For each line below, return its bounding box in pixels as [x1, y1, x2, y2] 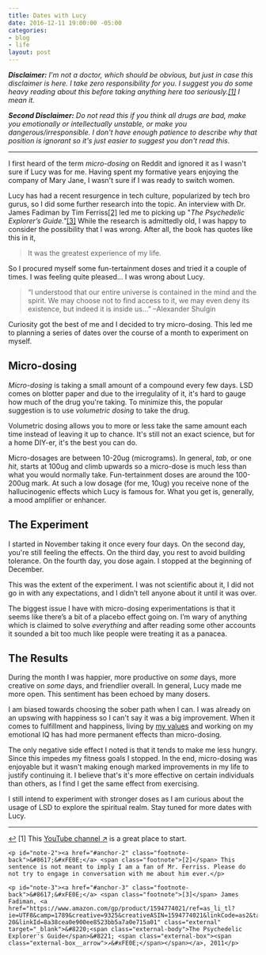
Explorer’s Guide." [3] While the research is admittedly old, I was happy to [8, 216, 247, 226]
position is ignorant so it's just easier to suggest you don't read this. [8, 136, 230, 145]
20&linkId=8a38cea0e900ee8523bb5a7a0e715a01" [8, 919, 161, 926]
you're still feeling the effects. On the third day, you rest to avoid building [8, 547, 245, 557]
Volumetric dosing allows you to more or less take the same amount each [8, 420, 248, 430]
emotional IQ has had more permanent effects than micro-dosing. [8, 730, 222, 740]
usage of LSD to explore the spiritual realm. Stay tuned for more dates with [8, 803, 252, 812]
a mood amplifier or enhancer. [8, 495, 107, 504]
